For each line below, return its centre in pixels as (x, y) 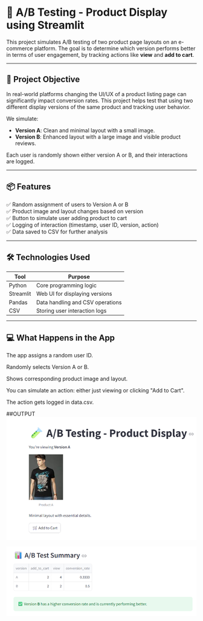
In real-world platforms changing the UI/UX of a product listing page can (96, 94)
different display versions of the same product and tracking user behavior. (98, 107)
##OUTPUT (21, 414)
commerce (20, 48)
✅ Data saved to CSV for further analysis (57, 232)
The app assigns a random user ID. (50, 356)
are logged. (21, 161)
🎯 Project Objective (43, 80)
